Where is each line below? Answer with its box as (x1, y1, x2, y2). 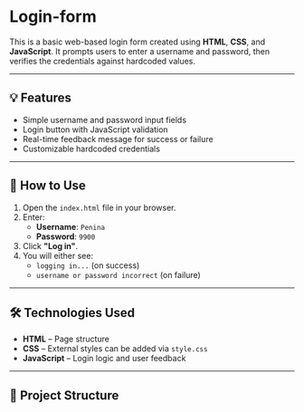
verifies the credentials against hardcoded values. (9, 55, 196, 66)
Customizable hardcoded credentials (22, 143, 161, 154)
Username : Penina (35, 221, 106, 232)
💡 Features (9, 91, 72, 106)
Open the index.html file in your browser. (22, 202, 176, 213)
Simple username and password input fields (22, 114, 187, 125)
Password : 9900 (35, 231, 96, 242)
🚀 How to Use (9, 178, 86, 194)
